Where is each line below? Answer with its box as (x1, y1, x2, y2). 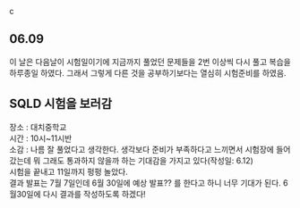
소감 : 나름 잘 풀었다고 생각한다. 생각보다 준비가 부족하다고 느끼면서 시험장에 (9, 144, 275, 154)
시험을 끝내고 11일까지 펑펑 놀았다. (9, 166, 128, 177)
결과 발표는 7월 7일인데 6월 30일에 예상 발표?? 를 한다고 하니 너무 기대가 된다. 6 (9, 177, 288, 188)
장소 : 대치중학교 (9, 121, 67, 132)
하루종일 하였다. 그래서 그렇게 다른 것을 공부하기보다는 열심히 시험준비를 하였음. (9, 67, 287, 78)
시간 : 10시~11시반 (9, 132, 73, 144)
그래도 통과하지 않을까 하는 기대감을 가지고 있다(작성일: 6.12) (42, 154, 253, 166)
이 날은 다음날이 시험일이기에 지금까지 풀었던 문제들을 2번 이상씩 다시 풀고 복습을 (9, 56, 291, 67)
